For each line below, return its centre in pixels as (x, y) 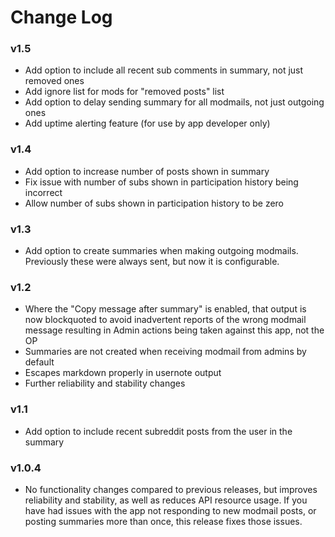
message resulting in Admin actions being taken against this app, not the (174, 330)
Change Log (61, 17)
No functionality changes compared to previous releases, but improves (171, 489)
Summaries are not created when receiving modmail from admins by (165, 352)
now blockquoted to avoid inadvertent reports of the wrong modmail (165, 320)
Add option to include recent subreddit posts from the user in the (158, 431)
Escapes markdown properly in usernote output (123, 373)
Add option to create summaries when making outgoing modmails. (161, 251)
